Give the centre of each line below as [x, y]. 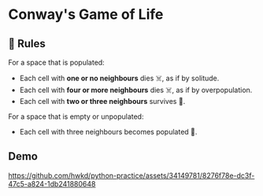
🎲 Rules [27, 44]
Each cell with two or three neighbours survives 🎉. [102, 101]
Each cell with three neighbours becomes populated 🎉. [108, 132]
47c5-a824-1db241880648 [52, 183]
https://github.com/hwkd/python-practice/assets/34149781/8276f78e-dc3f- [131, 176]
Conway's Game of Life [86, 15]
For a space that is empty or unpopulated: [76, 116]
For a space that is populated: [56, 62]
